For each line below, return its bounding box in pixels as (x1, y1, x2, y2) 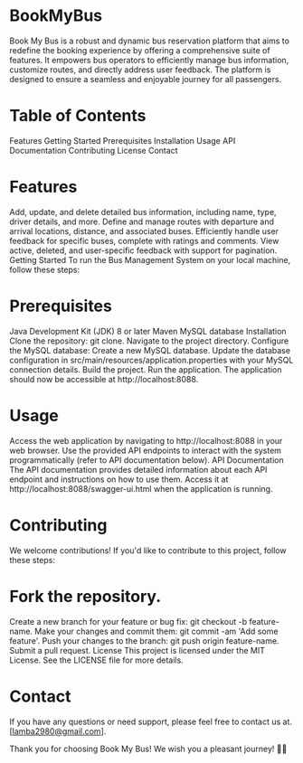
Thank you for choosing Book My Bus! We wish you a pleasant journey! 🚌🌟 (9, 743, 288, 754)
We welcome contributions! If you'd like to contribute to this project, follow (9, 544, 287, 556)
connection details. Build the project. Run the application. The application (9, 363, 282, 375)
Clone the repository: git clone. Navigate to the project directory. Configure (9, 335, 289, 346)
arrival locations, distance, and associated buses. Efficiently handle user (9, 225, 279, 236)
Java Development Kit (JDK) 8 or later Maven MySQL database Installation (9, 325, 287, 336)
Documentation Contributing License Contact (9, 145, 178, 155)
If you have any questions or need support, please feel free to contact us (9, 716, 281, 727)
